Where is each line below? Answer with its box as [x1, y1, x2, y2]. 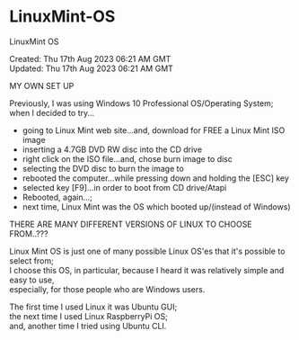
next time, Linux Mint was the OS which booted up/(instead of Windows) [22, 201, 291, 212]
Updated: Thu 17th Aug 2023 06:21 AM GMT [9, 63, 173, 74]
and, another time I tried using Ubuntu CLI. [9, 320, 167, 331]
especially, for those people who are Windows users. [9, 283, 206, 294]
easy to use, [9, 274, 55, 285]
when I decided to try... [9, 107, 95, 118]
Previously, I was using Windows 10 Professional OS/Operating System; [9, 97, 274, 109]
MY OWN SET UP [9, 80, 75, 91]
